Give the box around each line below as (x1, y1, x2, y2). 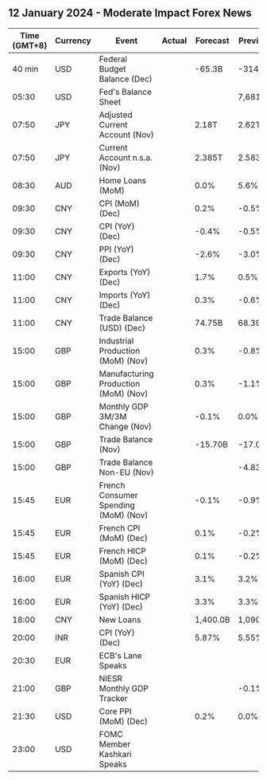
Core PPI (99, 705, 133, 716)
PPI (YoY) (99, 243, 135, 254)
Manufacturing (99, 368, 154, 379)
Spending (99, 500, 135, 511)
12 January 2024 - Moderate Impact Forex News (8, 6, 252, 20)
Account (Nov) (99, 129, 154, 140)
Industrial (99, 335, 134, 346)
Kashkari (99, 748, 133, 759)
